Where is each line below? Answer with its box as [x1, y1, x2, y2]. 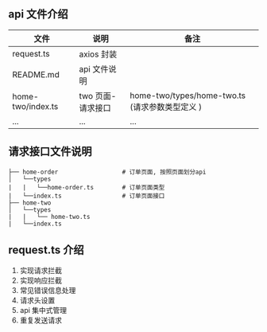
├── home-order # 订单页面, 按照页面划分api [8, 168, 207, 176]
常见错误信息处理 [19, 286, 76, 295]
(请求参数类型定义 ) [130, 101, 203, 112]
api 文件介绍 [8, 7, 69, 21]
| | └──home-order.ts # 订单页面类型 [8, 183, 165, 191]
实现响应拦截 [19, 275, 62, 285]
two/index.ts [12, 100, 59, 111]
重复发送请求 [19, 315, 62, 325]
